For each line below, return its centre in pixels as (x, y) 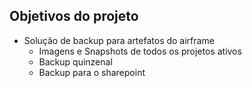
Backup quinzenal (75, 61)
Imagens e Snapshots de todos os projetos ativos (140, 51)
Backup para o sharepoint (92, 72)
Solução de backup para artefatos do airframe (119, 40)
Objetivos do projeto (74, 16)
